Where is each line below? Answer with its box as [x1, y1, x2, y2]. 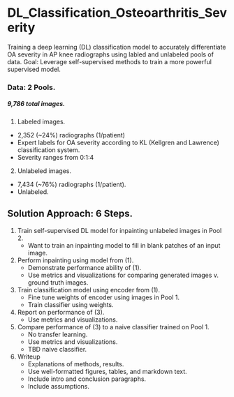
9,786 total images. [7, 100, 66, 108]
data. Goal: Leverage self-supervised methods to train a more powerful [7, 57, 212, 66]
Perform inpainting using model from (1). [17, 256, 134, 264]
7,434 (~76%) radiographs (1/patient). [17, 180, 126, 188]
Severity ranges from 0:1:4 [17, 153, 94, 161]
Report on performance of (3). [17, 308, 105, 316]
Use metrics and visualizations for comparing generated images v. [27, 271, 219, 279]
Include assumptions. [27, 382, 89, 390]
